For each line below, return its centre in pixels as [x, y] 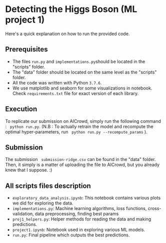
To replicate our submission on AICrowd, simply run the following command [83, 121]
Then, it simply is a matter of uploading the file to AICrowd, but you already [82, 165]
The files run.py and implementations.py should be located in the [79, 61]
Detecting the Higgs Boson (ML [71, 9]
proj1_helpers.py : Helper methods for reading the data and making [82, 219]
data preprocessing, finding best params [77, 214]
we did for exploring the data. [43, 203]
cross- [154, 208]
